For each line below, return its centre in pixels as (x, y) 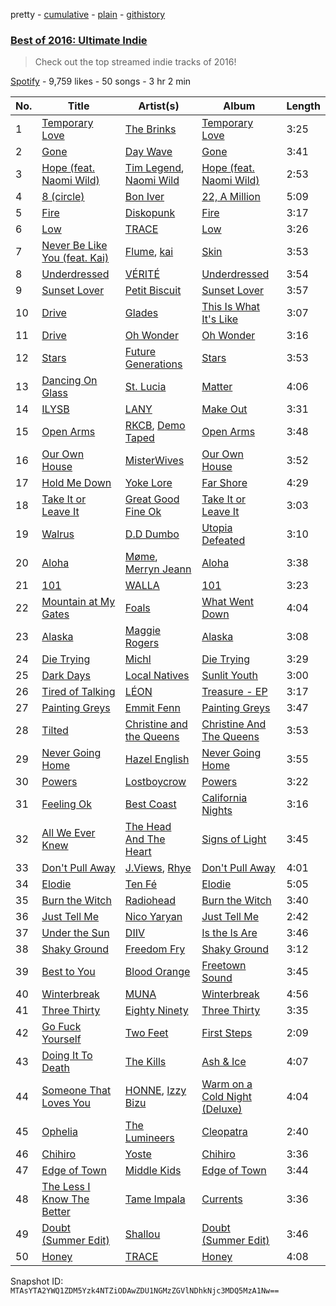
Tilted (55, 731)
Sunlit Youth (230, 676)
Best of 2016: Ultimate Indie (79, 40)
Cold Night (226, 1097)
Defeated (223, 541)
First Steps (227, 1033)
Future (140, 352)
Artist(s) (159, 106)
